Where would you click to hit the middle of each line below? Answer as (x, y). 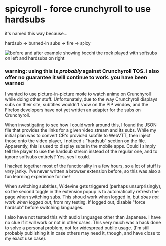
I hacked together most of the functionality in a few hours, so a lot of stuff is (83, 166)
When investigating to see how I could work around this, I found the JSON (81, 125)
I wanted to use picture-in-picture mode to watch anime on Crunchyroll (78, 94)
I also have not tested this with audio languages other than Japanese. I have (83, 217)
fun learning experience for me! (38, 177)
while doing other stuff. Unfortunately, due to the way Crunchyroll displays (81, 99)
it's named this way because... (36, 33)
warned (15, 83)
